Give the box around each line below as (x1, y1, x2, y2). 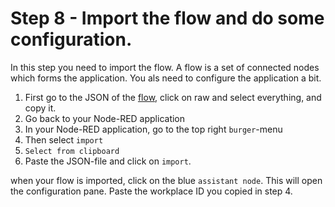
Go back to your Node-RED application (24, 112, 186, 124)
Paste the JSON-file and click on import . (24, 155, 192, 167)
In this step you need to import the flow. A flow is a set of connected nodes (10, 61, 320, 73)
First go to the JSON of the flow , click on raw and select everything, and (24, 91, 322, 103)
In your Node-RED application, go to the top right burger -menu (24, 123, 283, 135)
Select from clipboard (24, 146, 120, 156)
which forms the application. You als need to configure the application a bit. (10, 72, 322, 84)
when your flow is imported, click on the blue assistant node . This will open (10, 174, 323, 186)
